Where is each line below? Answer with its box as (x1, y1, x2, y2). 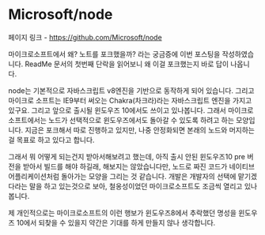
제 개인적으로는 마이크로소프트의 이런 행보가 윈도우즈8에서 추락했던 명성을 (8, 207, 237, 218)
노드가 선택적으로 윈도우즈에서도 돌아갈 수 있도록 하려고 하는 (48, 115, 235, 125)
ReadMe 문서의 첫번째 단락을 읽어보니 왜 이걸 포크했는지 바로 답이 (25, 59, 229, 69)
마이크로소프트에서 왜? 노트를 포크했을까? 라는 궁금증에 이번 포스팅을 (8, 49, 221, 58)
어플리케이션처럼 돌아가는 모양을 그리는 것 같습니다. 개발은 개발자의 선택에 (8, 171, 237, 181)
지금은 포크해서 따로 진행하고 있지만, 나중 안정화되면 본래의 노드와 (25, 125, 228, 135)
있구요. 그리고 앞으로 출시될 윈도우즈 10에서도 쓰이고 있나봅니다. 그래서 (8, 105, 227, 115)
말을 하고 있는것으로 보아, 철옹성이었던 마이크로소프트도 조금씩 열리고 (28, 181, 243, 191)
